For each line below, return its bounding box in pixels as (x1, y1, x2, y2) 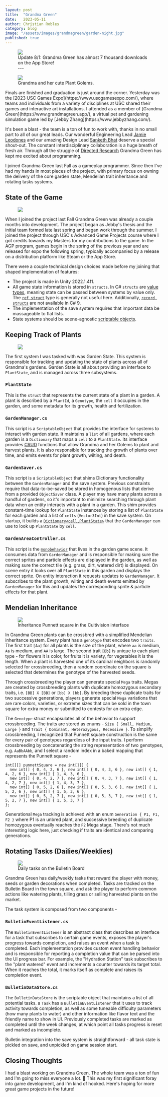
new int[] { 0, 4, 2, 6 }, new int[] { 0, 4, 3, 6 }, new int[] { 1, (10, 767, 158, 772)
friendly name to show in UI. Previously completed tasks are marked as (5, 1016, 152, 1022)
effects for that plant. (5, 589, 49, 595)
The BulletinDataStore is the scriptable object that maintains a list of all (5, 994, 154, 1000)
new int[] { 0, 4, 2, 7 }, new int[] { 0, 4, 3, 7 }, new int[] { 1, (10, 776, 158, 781)
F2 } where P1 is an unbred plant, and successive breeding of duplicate (5, 816, 153, 822)
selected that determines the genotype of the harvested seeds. (5, 669, 136, 675)
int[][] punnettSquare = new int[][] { (5, 763, 89, 768)
